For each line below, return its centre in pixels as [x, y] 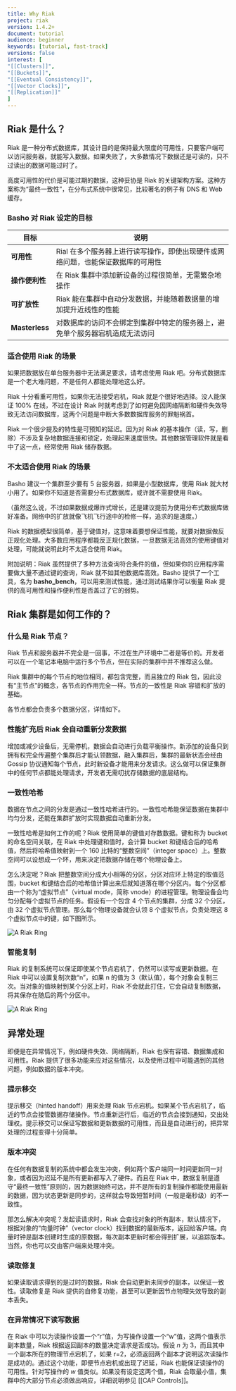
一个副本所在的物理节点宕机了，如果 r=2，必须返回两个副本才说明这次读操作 [118, 1354]
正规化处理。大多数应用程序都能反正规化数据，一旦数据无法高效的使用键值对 [118, 540]
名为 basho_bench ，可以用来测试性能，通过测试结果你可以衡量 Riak [118, 581]
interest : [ [25, 60]
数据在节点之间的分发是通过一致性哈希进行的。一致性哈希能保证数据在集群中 [118, 809]
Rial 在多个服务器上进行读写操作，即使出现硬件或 [137, 252]
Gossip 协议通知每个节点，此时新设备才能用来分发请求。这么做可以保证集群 [117, 763]
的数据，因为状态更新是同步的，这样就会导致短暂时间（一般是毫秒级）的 [112, 1195]
